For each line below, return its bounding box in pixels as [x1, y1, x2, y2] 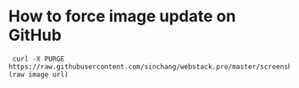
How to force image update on [8, 6, 237, 27]
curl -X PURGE [12, 54, 65, 63]
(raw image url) [8, 69, 69, 79]
